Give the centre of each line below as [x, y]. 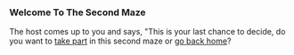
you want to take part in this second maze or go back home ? [120, 41]
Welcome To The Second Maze [78, 12]
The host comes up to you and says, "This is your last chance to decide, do [147, 32]
